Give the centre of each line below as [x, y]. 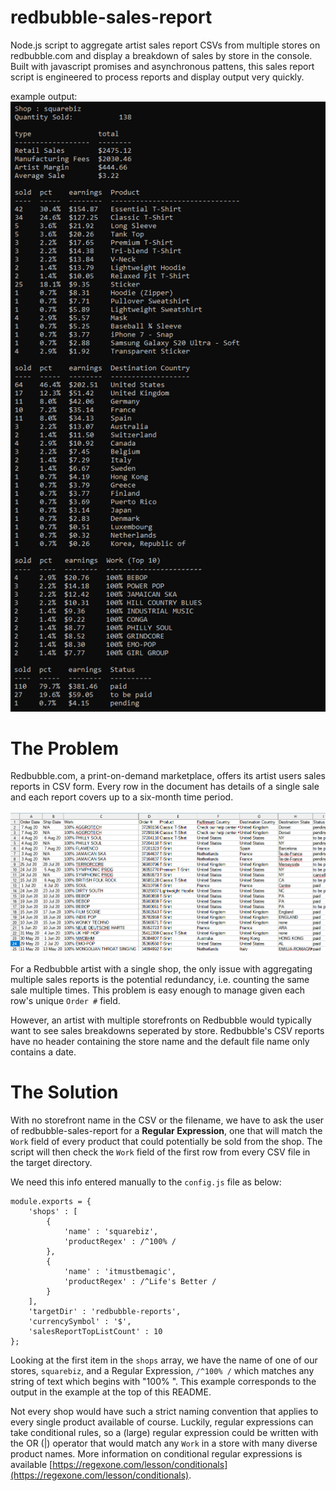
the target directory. [51, 1162]
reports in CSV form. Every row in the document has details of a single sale [165, 787]
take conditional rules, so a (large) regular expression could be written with [164, 1432]
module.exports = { [51, 1201]
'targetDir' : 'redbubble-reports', [105, 1311]
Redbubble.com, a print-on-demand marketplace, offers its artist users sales [168, 776]
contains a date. [43, 1052]
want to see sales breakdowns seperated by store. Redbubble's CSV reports [167, 1030]
